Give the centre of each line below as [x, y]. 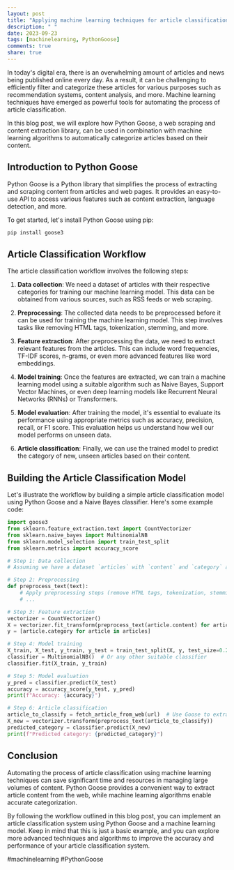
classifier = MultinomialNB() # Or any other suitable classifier [107, 657]
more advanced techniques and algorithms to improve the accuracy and [111, 838]
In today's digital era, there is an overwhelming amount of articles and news [116, 72]
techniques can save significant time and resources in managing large [108, 780]
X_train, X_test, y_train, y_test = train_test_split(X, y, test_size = [113, 651]
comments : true [29, 46]
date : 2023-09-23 [32, 33]
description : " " [32, 27]
